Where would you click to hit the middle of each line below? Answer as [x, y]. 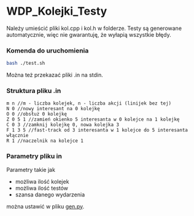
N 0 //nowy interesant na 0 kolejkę [53, 109]
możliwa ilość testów [42, 188]
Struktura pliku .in [34, 91]
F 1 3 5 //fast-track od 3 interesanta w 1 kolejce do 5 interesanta [97, 130]
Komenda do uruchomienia [48, 50]
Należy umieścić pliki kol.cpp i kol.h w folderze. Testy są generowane [94, 28]
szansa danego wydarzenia [50, 195]
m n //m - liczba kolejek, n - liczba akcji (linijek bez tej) [89, 103]
